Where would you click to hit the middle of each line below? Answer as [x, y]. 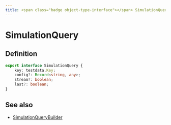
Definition [21, 54]
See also [19, 105]
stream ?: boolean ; [34, 80]
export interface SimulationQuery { [44, 66]
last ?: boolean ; [32, 84]
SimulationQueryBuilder [37, 117]
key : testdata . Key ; [35, 70]
